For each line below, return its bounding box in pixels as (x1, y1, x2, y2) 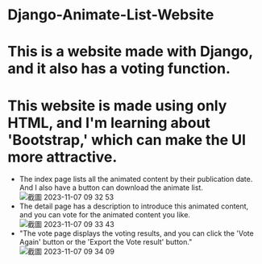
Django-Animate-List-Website (7, 6, 214, 24)
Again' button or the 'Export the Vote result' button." (19, 237, 193, 247)
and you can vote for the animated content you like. (19, 210, 191, 220)
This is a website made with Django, (7, 43, 253, 61)
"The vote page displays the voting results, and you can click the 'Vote (19, 229, 255, 238)
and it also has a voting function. (7, 60, 231, 78)
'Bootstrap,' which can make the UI (7, 130, 247, 149)
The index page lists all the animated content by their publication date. (19, 175, 253, 184)
